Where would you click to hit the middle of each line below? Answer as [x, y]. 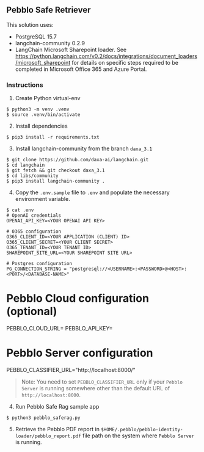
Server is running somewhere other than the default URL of [95, 388]
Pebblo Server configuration [80, 353]
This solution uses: [30, 24]
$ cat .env [20, 210]
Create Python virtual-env [48, 98]
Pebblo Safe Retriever [49, 10]
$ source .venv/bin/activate [43, 115]
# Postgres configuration [39, 264]
